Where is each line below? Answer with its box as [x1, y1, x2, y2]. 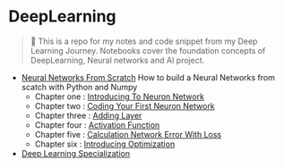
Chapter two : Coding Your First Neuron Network [34, 100, 216, 111]
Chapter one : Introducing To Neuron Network [34, 91, 205, 102]
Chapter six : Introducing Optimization [34, 139, 176, 149]
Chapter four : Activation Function [34, 119, 160, 130]
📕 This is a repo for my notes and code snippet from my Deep [30, 36, 258, 46]
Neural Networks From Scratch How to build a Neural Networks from [21, 71, 275, 82]
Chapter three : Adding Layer [34, 110, 142, 121]
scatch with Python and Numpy [21, 81, 138, 92]
